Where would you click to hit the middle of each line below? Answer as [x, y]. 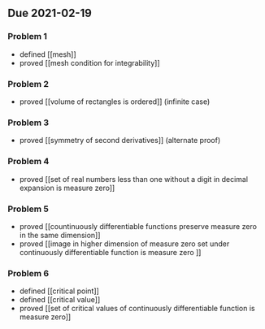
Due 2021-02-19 [50, 13]
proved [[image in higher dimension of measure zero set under [124, 244]
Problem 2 [28, 84]
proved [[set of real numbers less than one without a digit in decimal [134, 179]
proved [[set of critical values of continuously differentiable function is [137, 309]
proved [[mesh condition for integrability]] [89, 63]
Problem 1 [28, 37]
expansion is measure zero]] [67, 188]
